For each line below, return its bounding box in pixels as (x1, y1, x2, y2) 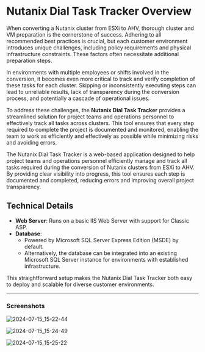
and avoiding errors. (6, 138, 57, 146)
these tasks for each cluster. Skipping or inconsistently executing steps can (6, 81, 196, 89)
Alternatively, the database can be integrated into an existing (24, 249, 178, 257)
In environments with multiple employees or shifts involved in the (6, 68, 170, 76)
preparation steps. (6, 57, 53, 64)
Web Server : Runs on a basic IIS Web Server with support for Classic (15, 217, 189, 224)
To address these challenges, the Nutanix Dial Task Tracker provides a (6, 106, 185, 113)
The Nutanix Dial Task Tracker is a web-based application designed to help (6, 151, 195, 158)
